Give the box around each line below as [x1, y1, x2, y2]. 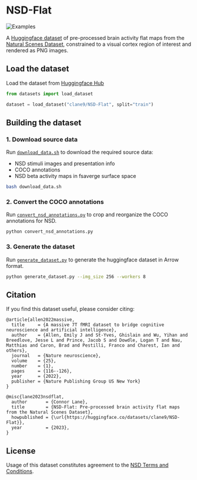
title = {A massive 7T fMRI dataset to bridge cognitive [11, 322, 165, 328]
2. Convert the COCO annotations [6, 197, 104, 206]
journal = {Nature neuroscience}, [11, 353, 101, 359]
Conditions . [6, 468, 34, 475]
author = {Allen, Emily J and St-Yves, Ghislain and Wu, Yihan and [11, 333, 188, 338]
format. [6, 262, 24, 269]
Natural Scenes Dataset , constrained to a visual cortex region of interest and [6, 41, 192, 48]
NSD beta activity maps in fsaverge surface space [14, 173, 136, 180]
